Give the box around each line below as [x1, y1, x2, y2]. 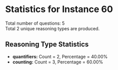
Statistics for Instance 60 [5, 4, 113, 15]
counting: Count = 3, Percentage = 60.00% [12, 59, 103, 65]
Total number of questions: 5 [5, 20, 65, 26]
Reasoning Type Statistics [5, 40, 89, 49]
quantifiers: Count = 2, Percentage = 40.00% [12, 53, 108, 59]
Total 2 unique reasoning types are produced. [5, 25, 100, 31]
